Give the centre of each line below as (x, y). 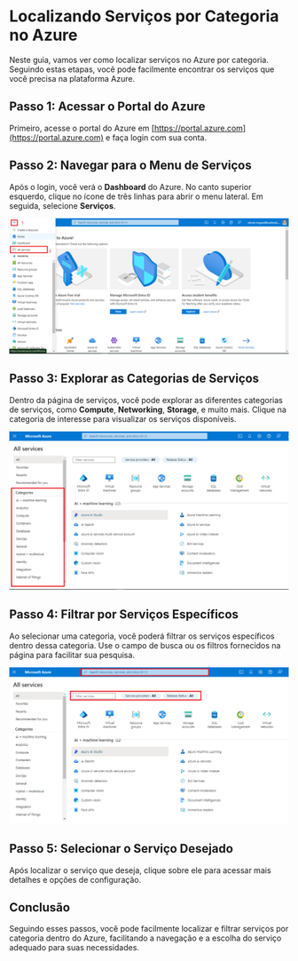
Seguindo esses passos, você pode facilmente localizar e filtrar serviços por (149, 929)
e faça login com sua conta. (156, 137)
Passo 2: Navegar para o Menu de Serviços (130, 166)
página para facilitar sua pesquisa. (72, 655)
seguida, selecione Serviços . (63, 205)
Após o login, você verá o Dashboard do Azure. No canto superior (130, 187)
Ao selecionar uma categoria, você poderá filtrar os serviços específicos (142, 636)
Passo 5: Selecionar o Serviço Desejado (121, 849)
